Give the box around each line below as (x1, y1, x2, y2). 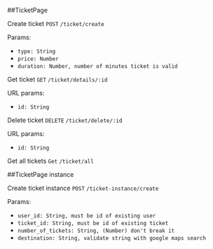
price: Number (17, 55, 59, 62)
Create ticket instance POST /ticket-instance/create (7, 184, 159, 192)
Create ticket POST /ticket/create (7, 20, 104, 27)
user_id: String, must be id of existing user (17, 213, 156, 220)
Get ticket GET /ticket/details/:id (7, 75, 108, 83)
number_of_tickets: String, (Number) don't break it (17, 227, 175, 234)
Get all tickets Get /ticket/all (7, 157, 95, 165)
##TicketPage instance (7, 170, 74, 178)
